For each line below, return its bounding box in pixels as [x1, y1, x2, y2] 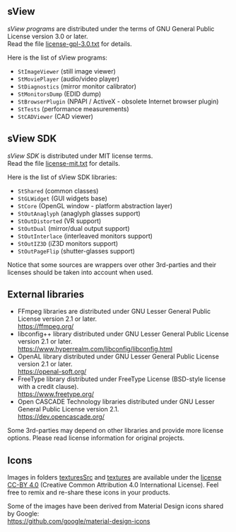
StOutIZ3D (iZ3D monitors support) [17, 239, 119, 247]
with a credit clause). [17, 383, 79, 391]
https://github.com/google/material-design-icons [7, 517, 151, 526]
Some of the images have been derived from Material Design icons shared [7, 502, 224, 511]
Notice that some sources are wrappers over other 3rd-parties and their [7, 260, 217, 268]
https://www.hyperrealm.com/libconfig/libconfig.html [17, 345, 173, 353]
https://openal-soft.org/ [17, 368, 87, 376]
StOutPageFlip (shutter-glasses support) [17, 247, 136, 255]
